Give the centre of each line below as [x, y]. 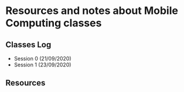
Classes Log [28, 45]
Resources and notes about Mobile [92, 11]
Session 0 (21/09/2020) [42, 59]
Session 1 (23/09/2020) [42, 65]
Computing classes [54, 23]
